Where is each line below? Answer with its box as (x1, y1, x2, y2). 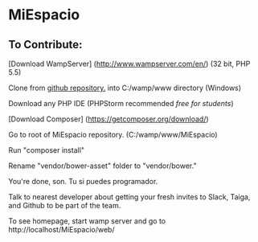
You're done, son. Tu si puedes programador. (8, 177, 158, 186)
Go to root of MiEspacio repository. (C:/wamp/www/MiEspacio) (8, 130, 219, 139)
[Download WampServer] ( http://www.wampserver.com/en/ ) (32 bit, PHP (8, 59, 251, 68)
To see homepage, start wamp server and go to (8, 216, 166, 226)
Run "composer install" (8, 146, 85, 154)
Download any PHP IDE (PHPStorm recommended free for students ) (8, 99, 235, 108)
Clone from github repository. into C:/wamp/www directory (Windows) (8, 83, 242, 92)
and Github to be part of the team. (8, 201, 121, 210)
